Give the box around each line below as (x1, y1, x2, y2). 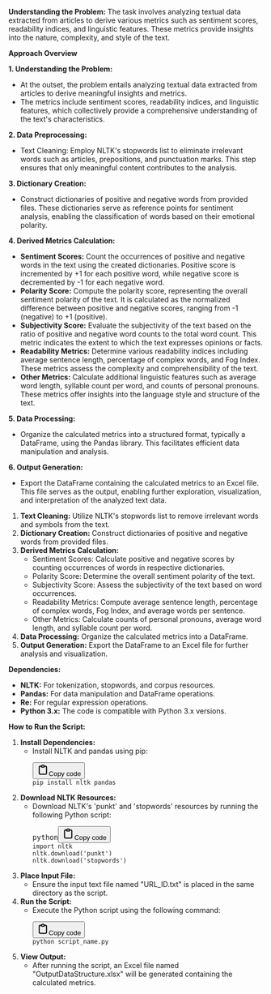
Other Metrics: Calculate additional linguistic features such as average (19, 372, 256, 382)
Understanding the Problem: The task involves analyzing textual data (8, 7, 241, 16)
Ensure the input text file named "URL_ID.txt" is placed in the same (32, 880, 255, 889)
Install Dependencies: (19, 738, 95, 747)
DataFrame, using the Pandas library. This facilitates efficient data (19, 438, 240, 448)
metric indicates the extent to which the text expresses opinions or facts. (19, 338, 263, 347)
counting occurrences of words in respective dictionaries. (32, 563, 225, 572)
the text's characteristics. (19, 114, 105, 124)
